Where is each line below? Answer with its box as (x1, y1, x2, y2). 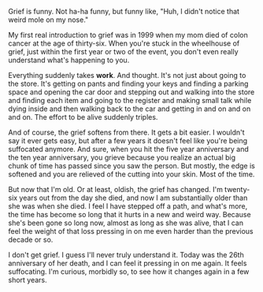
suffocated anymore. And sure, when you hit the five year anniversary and (8, 145, 250, 153)
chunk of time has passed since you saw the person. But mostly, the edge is (8, 161, 256, 170)
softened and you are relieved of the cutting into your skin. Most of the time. (8, 169, 255, 179)
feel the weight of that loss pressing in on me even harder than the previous (8, 227, 254, 235)
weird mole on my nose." (8, 15, 89, 24)
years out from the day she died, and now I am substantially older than (19, 193, 248, 202)
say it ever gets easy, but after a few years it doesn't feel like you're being (8, 136, 248, 145)
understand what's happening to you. (8, 55, 130, 65)
